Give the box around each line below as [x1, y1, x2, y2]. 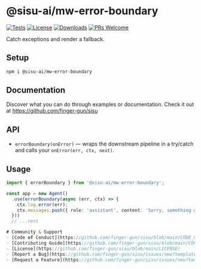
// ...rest [11, 218, 39, 224]
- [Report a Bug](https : [6, 251, 68, 257]
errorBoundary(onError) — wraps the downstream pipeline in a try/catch [14, 140, 194, 147]
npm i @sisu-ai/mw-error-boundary [6, 69, 93, 75]
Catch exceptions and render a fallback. [6, 35, 105, 42]
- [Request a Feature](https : [6, 256, 82, 263]
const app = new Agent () [6, 190, 68, 196]
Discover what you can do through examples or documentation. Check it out [6, 101, 194, 108]
